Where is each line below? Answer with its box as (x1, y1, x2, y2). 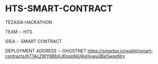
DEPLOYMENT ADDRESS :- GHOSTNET (5, 48, 87, 54)
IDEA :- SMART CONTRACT (5, 38, 62, 44)
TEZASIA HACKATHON (5, 19, 52, 25)
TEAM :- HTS (5, 29, 32, 34)
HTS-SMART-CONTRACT (5, 3, 113, 14)
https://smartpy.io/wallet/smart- (87, 48, 153, 54)
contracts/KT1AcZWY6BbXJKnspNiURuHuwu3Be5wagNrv (5, 53, 126, 59)
